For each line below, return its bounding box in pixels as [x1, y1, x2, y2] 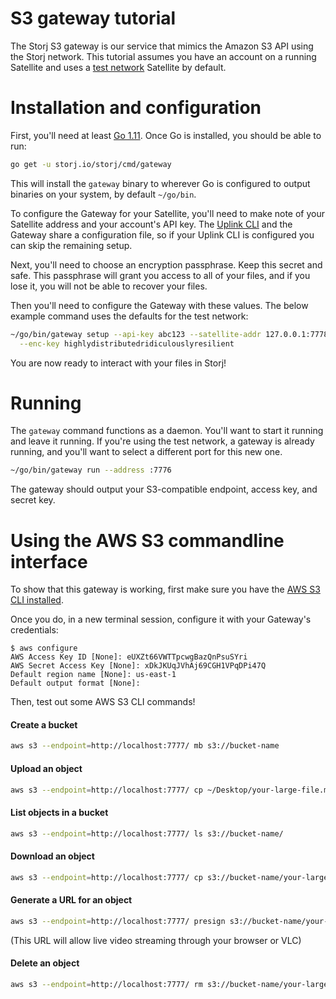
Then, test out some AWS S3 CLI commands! [10, 696, 196, 708]
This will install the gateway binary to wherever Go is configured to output [10, 177, 311, 189]
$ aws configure [10, 643, 78, 654]
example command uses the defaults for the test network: [10, 310, 249, 322]
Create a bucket [10, 718, 78, 731]
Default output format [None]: [10, 678, 141, 689]
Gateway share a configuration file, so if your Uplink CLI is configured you [10, 228, 315, 241]
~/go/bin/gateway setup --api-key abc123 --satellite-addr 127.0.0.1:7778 [10, 329, 329, 339]
